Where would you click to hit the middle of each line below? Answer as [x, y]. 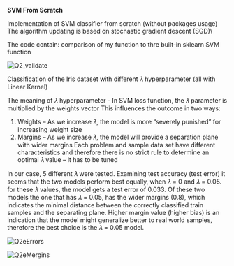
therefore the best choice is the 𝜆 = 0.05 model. [76, 227]
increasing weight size [50, 130]
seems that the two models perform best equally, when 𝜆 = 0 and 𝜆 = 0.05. [115, 182]
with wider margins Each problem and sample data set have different [116, 145]
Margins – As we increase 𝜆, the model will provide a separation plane [118, 137]
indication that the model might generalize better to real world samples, [110, 220]
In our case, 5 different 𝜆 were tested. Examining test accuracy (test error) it [116, 173]
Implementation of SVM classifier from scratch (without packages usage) [112, 23]
